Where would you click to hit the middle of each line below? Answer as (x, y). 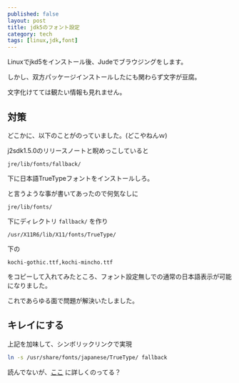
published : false (33, 14)
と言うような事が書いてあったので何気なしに (73, 193)
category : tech (30, 34)
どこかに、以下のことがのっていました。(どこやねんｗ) (87, 135)
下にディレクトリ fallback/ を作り (58, 221)
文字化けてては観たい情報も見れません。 (67, 92)
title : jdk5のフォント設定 (44, 27)
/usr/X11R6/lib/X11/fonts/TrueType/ (62, 234)
